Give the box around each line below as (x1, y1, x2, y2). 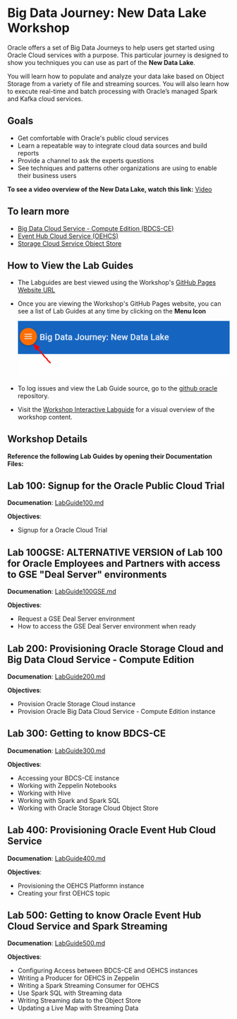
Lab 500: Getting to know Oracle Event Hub (7, 910, 202, 922)
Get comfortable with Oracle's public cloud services (17, 133, 169, 142)
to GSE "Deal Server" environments (7, 568, 167, 580)
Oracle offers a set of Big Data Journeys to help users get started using (7, 43, 215, 52)
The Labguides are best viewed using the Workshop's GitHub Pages (17, 278, 217, 287)
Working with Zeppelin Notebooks (17, 781, 117, 789)
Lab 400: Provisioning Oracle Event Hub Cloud (7, 824, 217, 836)
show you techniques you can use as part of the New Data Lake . (7, 58, 195, 66)
